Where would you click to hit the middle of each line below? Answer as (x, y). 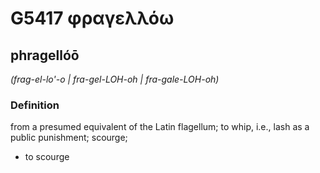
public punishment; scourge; (69, 138)
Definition (35, 105)
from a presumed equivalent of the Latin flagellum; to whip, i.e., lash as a (160, 127)
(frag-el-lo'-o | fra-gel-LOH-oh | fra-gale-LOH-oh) (115, 79)
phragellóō (45, 55)
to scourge (47, 157)
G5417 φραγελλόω (92, 18)
